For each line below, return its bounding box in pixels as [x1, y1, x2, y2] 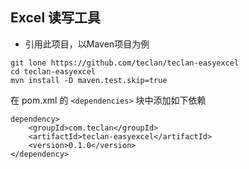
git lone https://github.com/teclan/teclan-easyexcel [10, 58, 240, 68]
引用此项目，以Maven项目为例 [24, 38, 150, 50]
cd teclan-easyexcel [10, 66, 97, 77]
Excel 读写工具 [10, 9, 102, 27]
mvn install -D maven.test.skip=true [10, 75, 168, 85]
